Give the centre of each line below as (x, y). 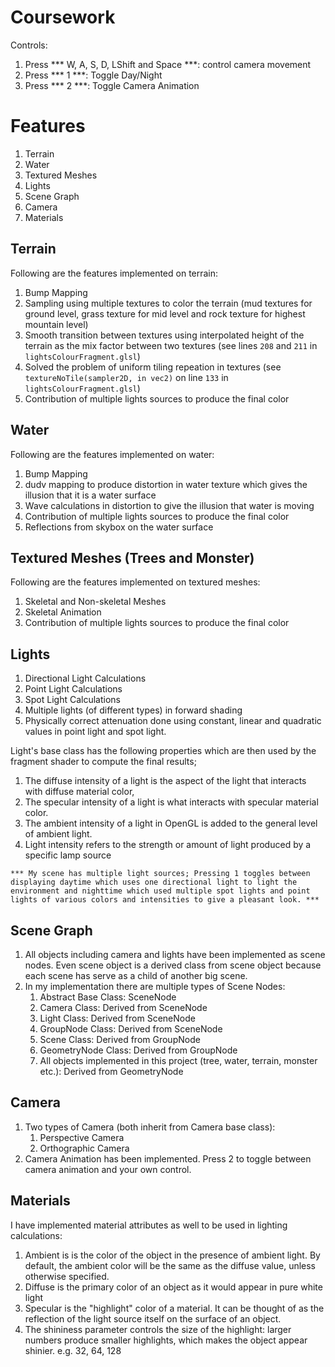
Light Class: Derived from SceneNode (117, 1018)
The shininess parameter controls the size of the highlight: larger (158, 1329)
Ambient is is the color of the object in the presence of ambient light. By (172, 1255)
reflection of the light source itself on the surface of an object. (153, 1318)
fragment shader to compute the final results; (103, 762)
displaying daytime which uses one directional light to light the (154, 882)
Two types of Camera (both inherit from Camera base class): (150, 1127)
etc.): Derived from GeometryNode (111, 1071)
